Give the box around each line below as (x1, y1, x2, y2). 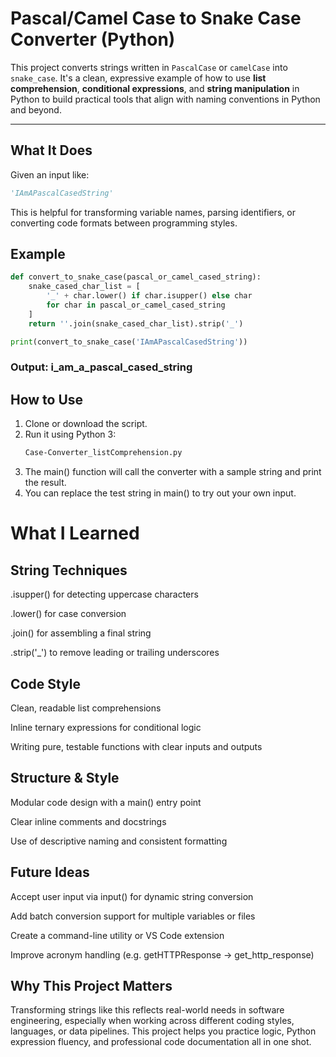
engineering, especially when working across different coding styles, (10, 1015, 295, 1027)
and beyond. (10, 103, 62, 116)
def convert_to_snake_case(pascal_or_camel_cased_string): (10, 272, 262, 282)
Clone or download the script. (24, 418, 148, 430)
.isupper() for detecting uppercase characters (10, 588, 199, 601)
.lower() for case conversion (10, 608, 127, 620)
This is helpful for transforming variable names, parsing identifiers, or (10, 206, 296, 218)
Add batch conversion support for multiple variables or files (10, 910, 256, 922)
